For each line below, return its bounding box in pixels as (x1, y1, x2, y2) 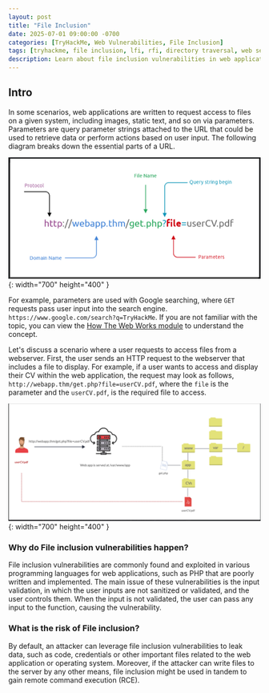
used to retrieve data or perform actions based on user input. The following (8, 132, 257, 142)
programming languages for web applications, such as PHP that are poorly (8, 569, 255, 578)
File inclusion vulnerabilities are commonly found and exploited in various (8, 560, 251, 569)
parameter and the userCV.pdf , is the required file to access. (8, 387, 207, 397)
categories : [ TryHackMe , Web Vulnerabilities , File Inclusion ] (8, 38, 224, 47)
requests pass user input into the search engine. (8, 303, 168, 313)
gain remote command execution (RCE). (8, 675, 140, 685)
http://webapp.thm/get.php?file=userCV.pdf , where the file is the (8, 379, 229, 388)
